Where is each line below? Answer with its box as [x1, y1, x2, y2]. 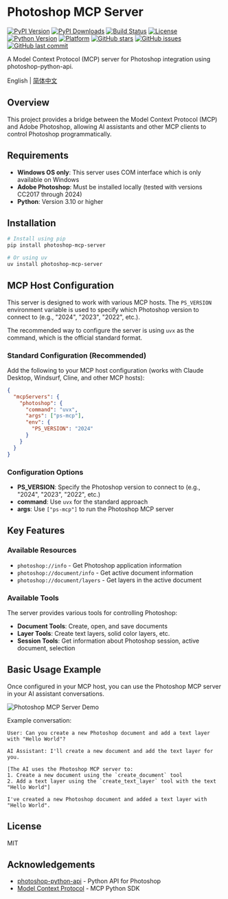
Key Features [7, 525, 65, 537]
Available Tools [7, 593, 60, 603]
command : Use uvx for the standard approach [16, 497, 148, 506]
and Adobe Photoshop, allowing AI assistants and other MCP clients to [7, 122, 207, 131]
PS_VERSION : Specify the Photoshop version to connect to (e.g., [16, 483, 201, 491]
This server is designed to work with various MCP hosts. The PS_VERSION [7, 298, 212, 307]
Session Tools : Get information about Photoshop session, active [16, 637, 200, 645]
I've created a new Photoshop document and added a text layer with [7, 796, 207, 803]
